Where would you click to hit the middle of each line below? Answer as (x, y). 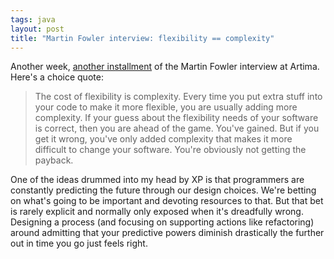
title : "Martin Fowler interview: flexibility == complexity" (142, 38)
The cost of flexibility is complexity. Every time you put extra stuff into (178, 97)
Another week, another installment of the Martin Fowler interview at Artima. (165, 67)
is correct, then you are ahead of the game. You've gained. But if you (177, 128)
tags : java (33, 19)
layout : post (37, 29)
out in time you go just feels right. (79, 243)
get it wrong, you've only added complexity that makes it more (163, 139)
